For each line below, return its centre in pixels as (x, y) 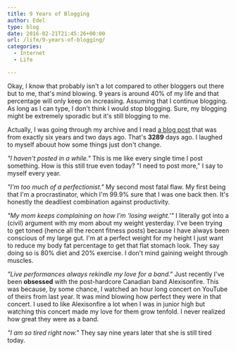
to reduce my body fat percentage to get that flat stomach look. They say (113, 245)
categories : (25, 47)
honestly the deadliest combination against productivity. (89, 202)
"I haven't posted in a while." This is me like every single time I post (105, 158)
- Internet (30, 54)
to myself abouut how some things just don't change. (85, 144)
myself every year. (34, 173)
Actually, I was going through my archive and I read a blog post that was (112, 129)
